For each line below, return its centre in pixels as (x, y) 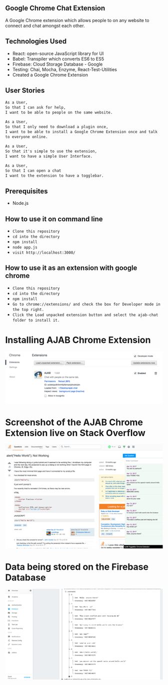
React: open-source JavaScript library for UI (58, 53)
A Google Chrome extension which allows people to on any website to (77, 20)
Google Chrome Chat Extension (55, 8)
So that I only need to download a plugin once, (57, 127)
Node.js (20, 203)
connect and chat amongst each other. (45, 26)
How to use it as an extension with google (71, 268)
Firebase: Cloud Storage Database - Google (57, 64)
